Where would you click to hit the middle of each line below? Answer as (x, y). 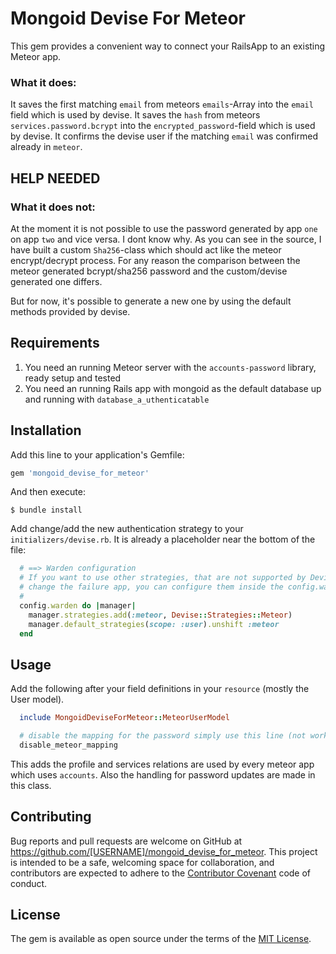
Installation (46, 430)
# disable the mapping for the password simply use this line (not (163, 736)
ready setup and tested (73, 378)
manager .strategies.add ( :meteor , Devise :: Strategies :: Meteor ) (160, 615)
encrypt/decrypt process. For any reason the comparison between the (155, 260)
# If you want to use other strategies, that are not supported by (163, 578)
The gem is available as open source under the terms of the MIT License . (161, 939)
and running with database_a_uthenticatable (117, 399)
